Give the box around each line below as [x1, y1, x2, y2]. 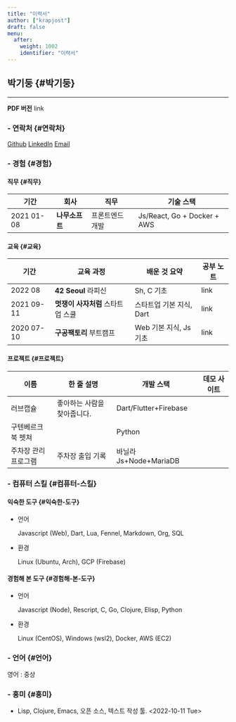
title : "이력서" [7, 10, 51, 18]
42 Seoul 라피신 [55, 286, 107, 296]
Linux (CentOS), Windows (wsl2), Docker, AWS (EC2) [17, 634, 172, 642]
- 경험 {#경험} [7, 158, 53, 168]
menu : [7, 30, 23, 37]
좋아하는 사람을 [57, 398, 105, 408]
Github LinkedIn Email [7, 139, 70, 148]
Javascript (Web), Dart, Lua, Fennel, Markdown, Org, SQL [17, 528, 185, 537]
